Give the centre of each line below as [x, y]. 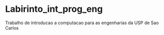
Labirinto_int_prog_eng [54, 9]
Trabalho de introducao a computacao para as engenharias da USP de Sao [82, 23]
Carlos [12, 28]
